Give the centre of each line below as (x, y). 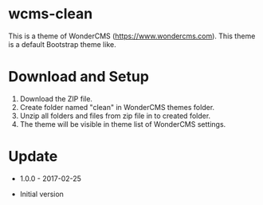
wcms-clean (51, 14)
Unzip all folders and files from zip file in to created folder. (115, 116)
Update (33, 157)
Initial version (41, 194)
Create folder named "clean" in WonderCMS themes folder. (117, 107)
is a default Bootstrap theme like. (63, 44)
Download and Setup (79, 77)
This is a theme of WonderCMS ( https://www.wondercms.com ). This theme (132, 36)
